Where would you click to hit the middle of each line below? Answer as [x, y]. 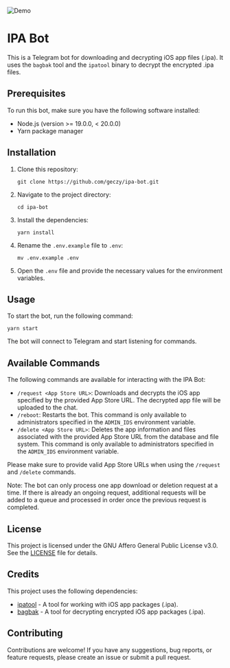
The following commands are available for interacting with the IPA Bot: [106, 380]
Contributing [35, 633]
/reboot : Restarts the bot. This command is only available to [102, 415]
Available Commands [54, 363]
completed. [23, 507]
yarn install [36, 233]
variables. [31, 278]
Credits [23, 574]
